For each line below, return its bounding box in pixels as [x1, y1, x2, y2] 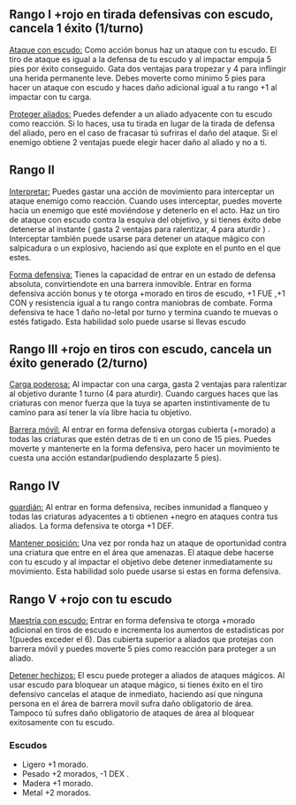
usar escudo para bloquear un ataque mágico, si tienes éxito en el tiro [9, 679, 263, 690]
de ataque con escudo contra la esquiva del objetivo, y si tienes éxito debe [9, 214, 282, 225]
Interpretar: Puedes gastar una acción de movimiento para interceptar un [9, 186, 275, 197]
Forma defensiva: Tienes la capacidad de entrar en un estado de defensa [9, 269, 277, 280]
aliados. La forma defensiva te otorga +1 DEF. [9, 521, 175, 531]
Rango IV [9, 478, 60, 493]
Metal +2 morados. [21, 787, 91, 798]
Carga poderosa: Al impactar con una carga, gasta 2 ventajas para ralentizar [9, 379, 287, 390]
